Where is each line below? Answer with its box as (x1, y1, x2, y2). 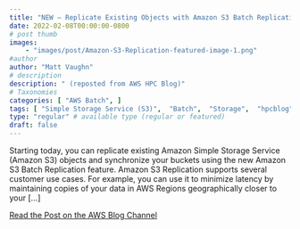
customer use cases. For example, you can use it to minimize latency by (9, 174, 274, 184)
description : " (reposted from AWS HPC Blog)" (9, 79, 186, 88)
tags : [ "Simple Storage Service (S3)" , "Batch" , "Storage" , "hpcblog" (9, 104, 294, 113)
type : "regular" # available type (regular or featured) (9, 112, 226, 121)
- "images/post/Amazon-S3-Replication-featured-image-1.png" (25, 46, 257, 55)
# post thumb (9, 29, 58, 38)
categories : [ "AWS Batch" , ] (9, 95, 122, 105)
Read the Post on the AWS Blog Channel (9, 210, 158, 220)
